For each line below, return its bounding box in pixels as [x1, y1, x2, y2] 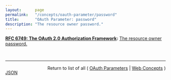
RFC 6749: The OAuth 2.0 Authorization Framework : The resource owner [5, 35, 162, 42]
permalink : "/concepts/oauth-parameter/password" [5, 12, 117, 17]
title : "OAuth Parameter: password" [5, 17, 97, 22]
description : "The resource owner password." [5, 21, 103, 27]
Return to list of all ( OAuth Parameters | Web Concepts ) [47, 65, 166, 71]
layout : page [5, 7, 44, 13]
